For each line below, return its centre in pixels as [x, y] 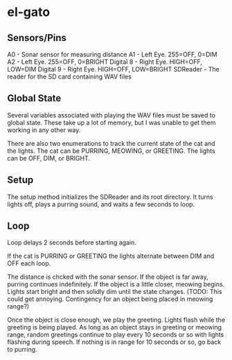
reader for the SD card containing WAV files [69, 76]
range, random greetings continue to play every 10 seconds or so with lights [116, 335]
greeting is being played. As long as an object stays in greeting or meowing [115, 327]
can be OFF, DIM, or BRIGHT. [48, 158]
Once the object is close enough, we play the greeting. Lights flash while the [116, 320]
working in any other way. [44, 130]
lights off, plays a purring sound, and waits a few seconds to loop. [101, 204]
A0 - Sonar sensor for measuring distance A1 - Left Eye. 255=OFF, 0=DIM [112, 54]
